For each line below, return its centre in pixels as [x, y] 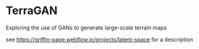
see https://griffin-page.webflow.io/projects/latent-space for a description [99, 39]
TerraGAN [32, 11]
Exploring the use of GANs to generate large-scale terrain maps [86, 28]
